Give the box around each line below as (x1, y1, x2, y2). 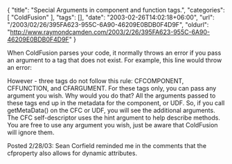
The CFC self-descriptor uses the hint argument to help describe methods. (7, 113, 220, 122)
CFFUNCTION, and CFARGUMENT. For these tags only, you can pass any (7, 84, 217, 92)
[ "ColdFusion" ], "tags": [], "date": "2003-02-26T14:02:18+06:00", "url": (7, 13, 215, 21)
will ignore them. (7, 128, 55, 136)
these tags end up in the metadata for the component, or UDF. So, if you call (7, 99, 225, 107)
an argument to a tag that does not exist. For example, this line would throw (7, 56, 222, 64)
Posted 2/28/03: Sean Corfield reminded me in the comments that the (7, 142, 206, 149)
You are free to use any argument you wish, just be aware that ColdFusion (7, 121, 218, 129)
